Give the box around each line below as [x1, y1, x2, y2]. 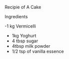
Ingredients [4, 14, 28, 19]
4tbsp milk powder [11, 43, 51, 49]
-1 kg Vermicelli [4, 23, 36, 29]
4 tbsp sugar [11, 38, 38, 44]
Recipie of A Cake [4, 4, 42, 10]
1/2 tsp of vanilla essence [11, 49, 64, 54]
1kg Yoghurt [11, 33, 37, 38]
